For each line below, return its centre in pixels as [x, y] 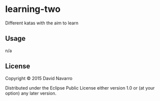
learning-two [33, 9]
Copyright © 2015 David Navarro [39, 78]
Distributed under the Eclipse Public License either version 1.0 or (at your [80, 88]
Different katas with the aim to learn [42, 23]
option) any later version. [31, 93]
